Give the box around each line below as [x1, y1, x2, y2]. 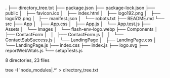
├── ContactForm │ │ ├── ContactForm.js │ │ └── [5, 32, 124, 37]
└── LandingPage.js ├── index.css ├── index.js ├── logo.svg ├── [5, 42, 148, 48]
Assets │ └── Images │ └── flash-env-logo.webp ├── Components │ [5, 26, 158, 32]
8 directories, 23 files [5, 57, 50, 63]
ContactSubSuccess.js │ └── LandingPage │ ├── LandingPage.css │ [5, 37, 157, 43]
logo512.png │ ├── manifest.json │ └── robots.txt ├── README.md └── [5, 16, 165, 21]
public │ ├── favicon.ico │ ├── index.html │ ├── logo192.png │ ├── [5, 10, 161, 16]
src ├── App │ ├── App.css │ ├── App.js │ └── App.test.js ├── [5, 21, 151, 27]
